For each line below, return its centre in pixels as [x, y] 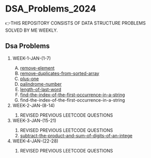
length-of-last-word [41, 89]
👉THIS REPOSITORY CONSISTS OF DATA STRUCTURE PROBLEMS [75, 23]
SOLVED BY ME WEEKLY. [31, 30]
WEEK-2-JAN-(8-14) [34, 105]
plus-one [29, 78]
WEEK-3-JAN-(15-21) [34, 120]
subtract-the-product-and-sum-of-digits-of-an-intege [76, 135]
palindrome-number [41, 84]
